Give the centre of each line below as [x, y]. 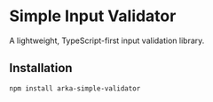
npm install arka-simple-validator [75, 88]
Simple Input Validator [93, 16]
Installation [41, 68]
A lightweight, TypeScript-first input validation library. [107, 40]
